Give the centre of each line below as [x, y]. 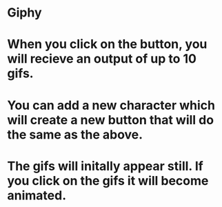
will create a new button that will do [111, 120]
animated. [37, 195]
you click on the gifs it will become [108, 180]
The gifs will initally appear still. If [105, 166]
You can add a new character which [111, 105]
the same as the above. [75, 134]
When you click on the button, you [107, 45]
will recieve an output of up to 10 [102, 59]
